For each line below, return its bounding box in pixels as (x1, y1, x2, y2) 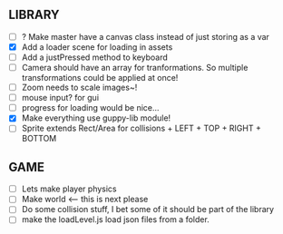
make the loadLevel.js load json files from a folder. (21, 214, 210, 225)
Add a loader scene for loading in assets (21, 41, 173, 53)
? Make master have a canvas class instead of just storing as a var (21, 31, 269, 42)
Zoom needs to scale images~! (21, 82, 138, 93)
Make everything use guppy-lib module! (21, 112, 171, 123)
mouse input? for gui (21, 93, 100, 103)
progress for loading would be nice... (21, 102, 160, 113)
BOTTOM (21, 133, 57, 144)
